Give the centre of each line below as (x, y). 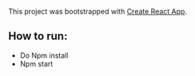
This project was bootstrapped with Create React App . (98, 11)
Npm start (36, 63)
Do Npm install (44, 55)
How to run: (38, 36)
